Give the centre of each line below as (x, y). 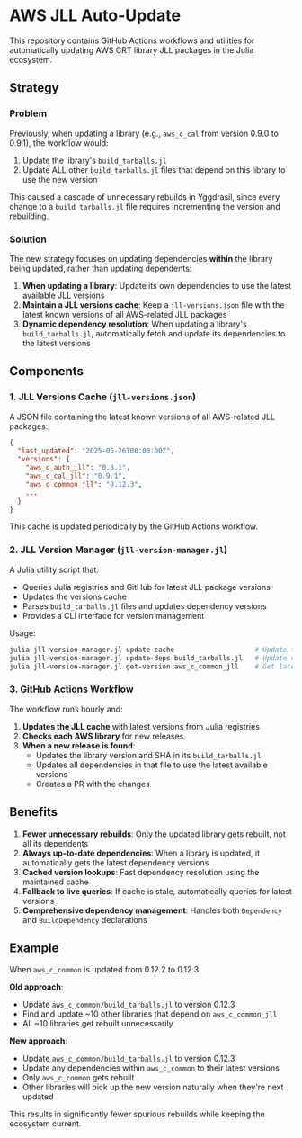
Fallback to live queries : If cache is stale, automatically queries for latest (157, 891)
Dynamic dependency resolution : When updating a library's (134, 324)
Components (46, 371)
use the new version (60, 179)
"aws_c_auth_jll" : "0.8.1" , (78, 468)
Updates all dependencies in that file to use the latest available (151, 765)
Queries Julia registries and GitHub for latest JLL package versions (147, 587)
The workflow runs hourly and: (66, 709)
